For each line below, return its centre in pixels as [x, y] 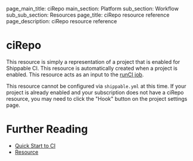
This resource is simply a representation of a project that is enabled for [93, 61]
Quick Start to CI [35, 145]
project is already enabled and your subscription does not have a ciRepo [95, 92]
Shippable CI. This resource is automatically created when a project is [92, 68]
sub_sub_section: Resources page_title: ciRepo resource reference [88, 15]
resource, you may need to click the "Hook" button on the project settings [97, 98]
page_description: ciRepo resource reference [62, 21]
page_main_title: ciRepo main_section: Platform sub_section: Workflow [92, 9]
